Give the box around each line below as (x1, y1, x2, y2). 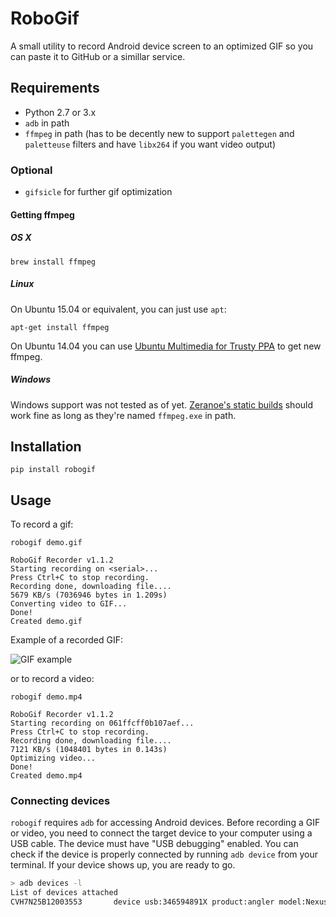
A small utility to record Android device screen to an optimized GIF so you (10, 40, 314, 52)
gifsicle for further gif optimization (24, 186, 173, 198)
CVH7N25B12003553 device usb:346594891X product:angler (10, 897, 275, 907)
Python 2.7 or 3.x (24, 106, 97, 118)
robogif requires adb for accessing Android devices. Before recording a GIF (10, 817, 321, 829)
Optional (10, 163, 53, 177)
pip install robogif (10, 465, 97, 475)
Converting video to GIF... (10, 599, 128, 609)
